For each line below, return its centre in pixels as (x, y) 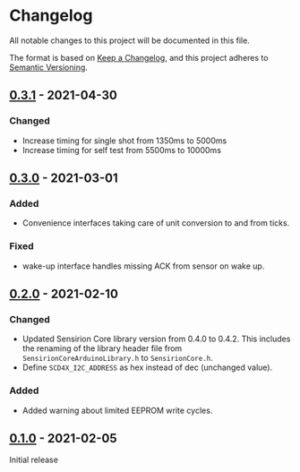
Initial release (34, 460)
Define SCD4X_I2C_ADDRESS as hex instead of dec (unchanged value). (147, 367)
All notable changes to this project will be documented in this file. (130, 40)
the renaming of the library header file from (102, 348)
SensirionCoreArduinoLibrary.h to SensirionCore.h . (117, 358)
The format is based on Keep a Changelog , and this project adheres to (139, 57)
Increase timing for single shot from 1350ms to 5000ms (124, 141)
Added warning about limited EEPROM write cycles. (117, 410)
